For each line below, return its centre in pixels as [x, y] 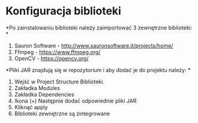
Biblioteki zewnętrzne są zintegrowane [62, 113]
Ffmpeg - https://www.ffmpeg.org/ [57, 52]
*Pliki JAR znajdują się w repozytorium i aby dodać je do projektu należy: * [98, 70]
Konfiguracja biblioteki [63, 11]
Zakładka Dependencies [44, 94]
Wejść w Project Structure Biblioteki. [59, 82]
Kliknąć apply [31, 107]
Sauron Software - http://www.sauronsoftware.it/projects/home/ [94, 46]
